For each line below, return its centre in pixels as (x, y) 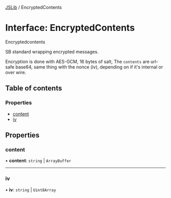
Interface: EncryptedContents (70, 28)
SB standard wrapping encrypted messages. (52, 52)
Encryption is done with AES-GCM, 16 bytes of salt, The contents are (77, 61)
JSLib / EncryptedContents (34, 7)
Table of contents (34, 88)
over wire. (16, 72)
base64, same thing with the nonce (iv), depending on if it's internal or (89, 67)
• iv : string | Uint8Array (31, 189)
